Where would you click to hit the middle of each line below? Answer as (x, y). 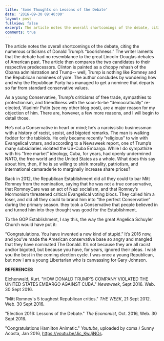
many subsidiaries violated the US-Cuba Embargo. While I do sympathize (79, 148)
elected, (13, 108)
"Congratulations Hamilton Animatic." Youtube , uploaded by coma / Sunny (80, 328)
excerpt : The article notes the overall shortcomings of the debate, (77, 28)
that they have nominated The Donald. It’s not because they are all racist (78, 244)
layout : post (18, 19)
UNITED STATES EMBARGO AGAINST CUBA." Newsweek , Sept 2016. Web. (80, 284)
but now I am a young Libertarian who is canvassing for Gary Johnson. (76, 260)
